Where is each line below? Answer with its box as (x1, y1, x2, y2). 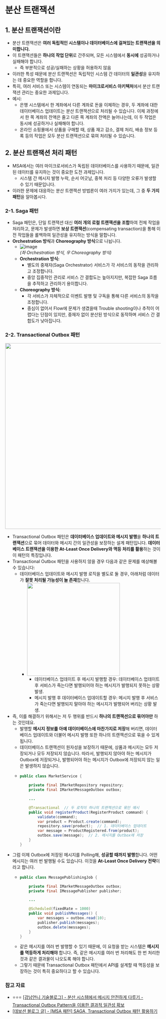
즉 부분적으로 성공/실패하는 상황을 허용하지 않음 (19, 65, 111, 70)
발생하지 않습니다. (25, 763, 60, 769)
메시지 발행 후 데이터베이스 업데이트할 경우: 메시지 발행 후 (34, 695, 145, 701)
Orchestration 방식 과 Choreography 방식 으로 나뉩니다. (12, 238, 122, 244)
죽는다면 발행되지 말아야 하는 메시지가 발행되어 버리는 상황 (40, 701, 152, 707)
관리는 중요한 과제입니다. (21, 90, 70, 95)
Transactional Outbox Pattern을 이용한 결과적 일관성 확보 (12, 1002, 125, 1008)
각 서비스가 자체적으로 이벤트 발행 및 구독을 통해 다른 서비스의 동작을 (27, 293, 159, 299)
